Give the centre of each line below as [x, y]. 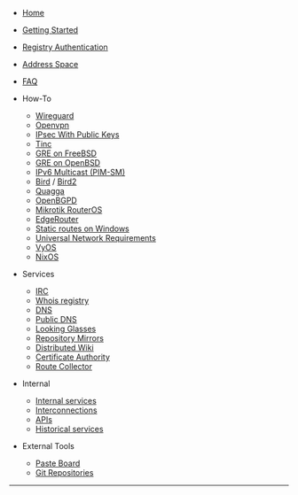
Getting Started [50, 30]
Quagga [50, 191]
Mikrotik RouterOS [69, 210]
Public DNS [56, 319]
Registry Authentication [65, 47]
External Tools [48, 446]
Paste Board [58, 463]
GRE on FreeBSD [66, 153]
